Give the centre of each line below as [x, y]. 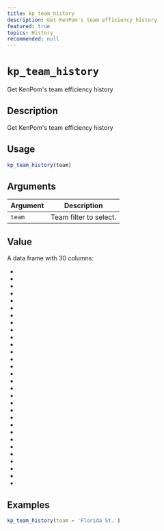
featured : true [29, 26]
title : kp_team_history [41, 13]
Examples [28, 505]
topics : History [30, 33]
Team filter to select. [84, 217]
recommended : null [33, 39]
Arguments [32, 186]
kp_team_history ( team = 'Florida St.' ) [64, 521]
